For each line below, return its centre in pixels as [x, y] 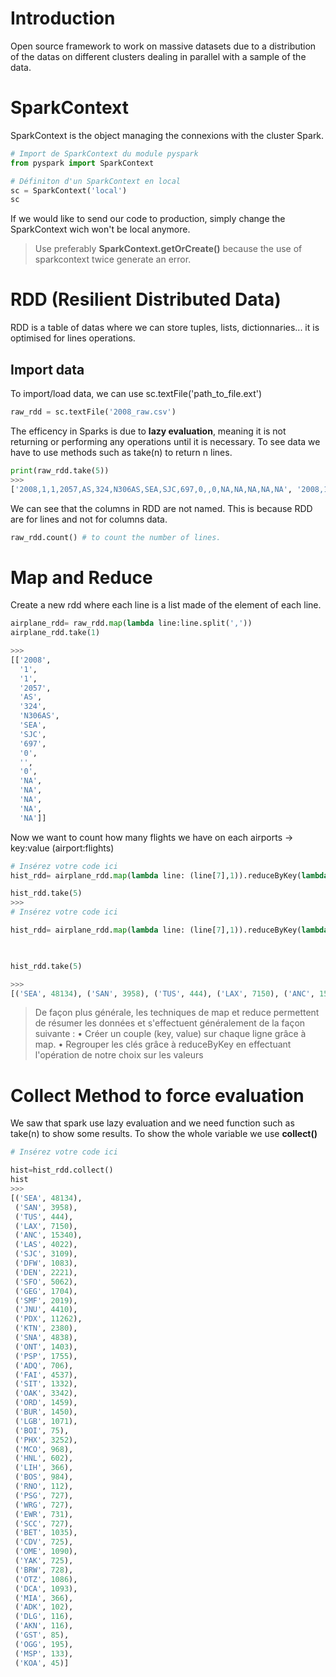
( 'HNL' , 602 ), [44, 1458]
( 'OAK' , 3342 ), [46, 1393]
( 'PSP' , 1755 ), [46, 1356]
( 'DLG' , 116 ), [44, 1617]
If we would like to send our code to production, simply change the [148, 219]
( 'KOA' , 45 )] [42, 1663]
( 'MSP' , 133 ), [44, 1653]
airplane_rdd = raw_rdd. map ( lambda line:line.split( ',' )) [131, 623]
